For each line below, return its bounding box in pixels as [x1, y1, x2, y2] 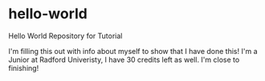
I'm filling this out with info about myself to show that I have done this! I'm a [8, 46, 258, 56]
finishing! [8, 63, 39, 72]
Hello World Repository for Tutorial [8, 31, 123, 40]
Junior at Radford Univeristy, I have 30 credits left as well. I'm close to [8, 55, 240, 64]
